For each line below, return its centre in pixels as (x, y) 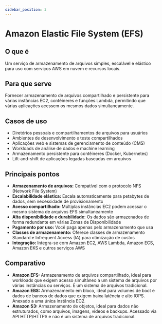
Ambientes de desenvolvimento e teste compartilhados (67, 138)
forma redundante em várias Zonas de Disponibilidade (66, 222)
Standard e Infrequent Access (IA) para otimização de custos (73, 238)
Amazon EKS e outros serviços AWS (48, 248)
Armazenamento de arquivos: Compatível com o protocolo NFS (77, 186)
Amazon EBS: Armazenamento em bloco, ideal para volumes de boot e (83, 290)
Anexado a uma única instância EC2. (49, 301)
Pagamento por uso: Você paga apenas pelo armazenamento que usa (82, 228)
